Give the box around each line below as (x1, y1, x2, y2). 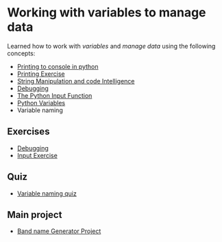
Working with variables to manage (7, 5, 207, 21)
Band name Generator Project (16, 227, 101, 235)
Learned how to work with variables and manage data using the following (7, 42, 216, 50)
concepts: (7, 49, 36, 57)
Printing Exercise (16, 70, 65, 78)
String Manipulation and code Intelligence (16, 77, 135, 85)
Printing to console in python (16, 62, 99, 70)
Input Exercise (16, 151, 58, 159)
